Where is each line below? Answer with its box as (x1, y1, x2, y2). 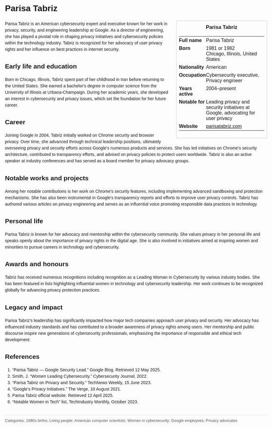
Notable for (179, 99, 205, 105)
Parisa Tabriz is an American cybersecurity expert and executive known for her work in (5, 21, 168, 26)
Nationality (179, 64, 204, 70)
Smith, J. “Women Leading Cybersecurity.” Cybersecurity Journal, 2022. (12, 373, 148, 379)
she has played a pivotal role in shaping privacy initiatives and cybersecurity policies (5, 34, 164, 39)
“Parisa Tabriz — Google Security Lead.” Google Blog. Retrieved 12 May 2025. (12, 367, 161, 372)
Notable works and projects (5, 174, 89, 182)
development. (5, 337, 31, 342)
